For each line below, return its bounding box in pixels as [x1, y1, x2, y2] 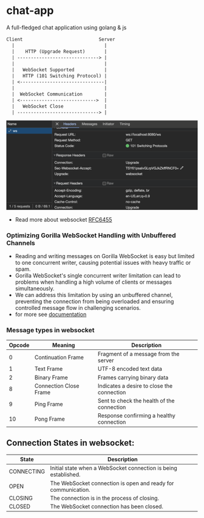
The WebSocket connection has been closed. [50, 503, 164, 510]
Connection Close [34, 382, 80, 390]
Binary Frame [34, 374, 68, 381]
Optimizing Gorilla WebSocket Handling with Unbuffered [6, 231, 176, 239]
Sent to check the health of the [98, 397, 175, 405]
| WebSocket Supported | [12, 66, 107, 73]
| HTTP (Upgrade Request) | [12, 48, 107, 55]
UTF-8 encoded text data [98, 365, 163, 373]
